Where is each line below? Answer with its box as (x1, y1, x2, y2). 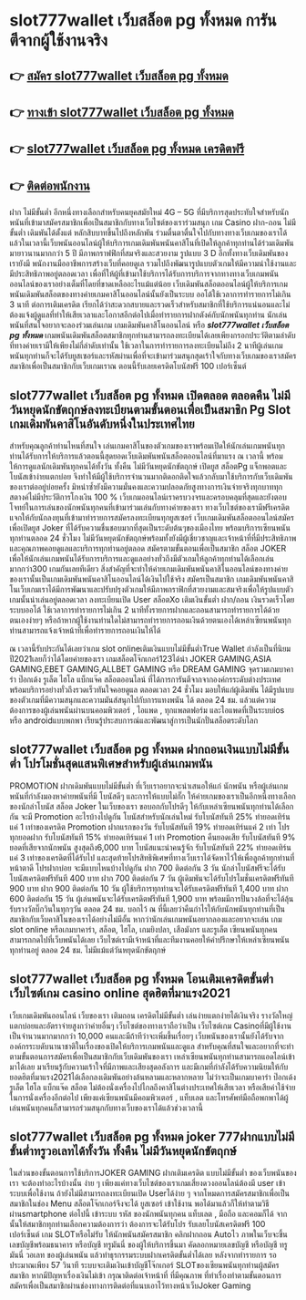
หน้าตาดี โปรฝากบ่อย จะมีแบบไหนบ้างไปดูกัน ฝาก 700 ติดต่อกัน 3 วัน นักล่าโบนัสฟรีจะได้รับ (9, 862, 286, 873)
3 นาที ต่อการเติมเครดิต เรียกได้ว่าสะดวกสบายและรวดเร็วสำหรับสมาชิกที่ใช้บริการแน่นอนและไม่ (9, 299, 291, 310)
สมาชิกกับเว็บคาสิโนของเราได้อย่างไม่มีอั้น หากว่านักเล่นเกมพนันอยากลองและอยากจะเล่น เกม (9, 913, 282, 924)
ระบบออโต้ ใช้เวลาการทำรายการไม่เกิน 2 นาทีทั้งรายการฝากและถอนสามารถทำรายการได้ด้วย (9, 604, 280, 615)
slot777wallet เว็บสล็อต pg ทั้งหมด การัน (9, 10, 277, 31)
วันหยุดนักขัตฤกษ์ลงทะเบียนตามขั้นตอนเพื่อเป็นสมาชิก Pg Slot (9, 402, 291, 418)
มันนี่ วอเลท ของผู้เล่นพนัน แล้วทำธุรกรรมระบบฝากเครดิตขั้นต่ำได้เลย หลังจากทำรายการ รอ (9, 1250, 278, 1261)
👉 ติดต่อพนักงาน (9, 178, 91, 193)
